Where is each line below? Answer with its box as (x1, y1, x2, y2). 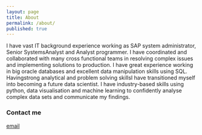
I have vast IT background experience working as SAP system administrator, (6, 42, 197, 49)
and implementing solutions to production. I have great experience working (6, 61, 194, 69)
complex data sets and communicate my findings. (6, 93, 131, 101)
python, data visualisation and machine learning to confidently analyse (6, 87, 183, 94)
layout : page (6, 8, 39, 15)
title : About (6, 14, 39, 20)
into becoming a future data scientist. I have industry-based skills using (6, 81, 184, 88)
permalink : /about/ (6, 20, 56, 26)
